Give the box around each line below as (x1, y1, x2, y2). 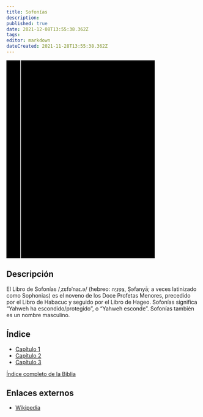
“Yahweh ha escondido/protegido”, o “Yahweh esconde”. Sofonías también (6, 304, 194, 312)
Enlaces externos (6, 388, 75, 398)
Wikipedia (15, 404, 41, 411)
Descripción (6, 269, 54, 279)
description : (6, 15, 40, 21)
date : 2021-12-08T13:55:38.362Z (6, 26, 89, 32)
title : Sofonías (6, 9, 48, 15)
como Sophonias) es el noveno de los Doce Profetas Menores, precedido (6, 291, 191, 299)
